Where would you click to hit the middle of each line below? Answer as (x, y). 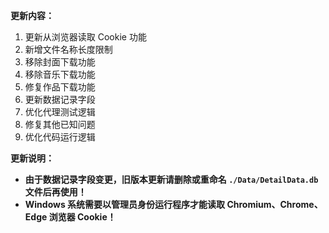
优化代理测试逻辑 (60, 112)
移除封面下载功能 (60, 62)
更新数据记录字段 (60, 99)
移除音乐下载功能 (60, 74)
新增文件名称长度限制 (68, 49)
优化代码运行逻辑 (60, 137)
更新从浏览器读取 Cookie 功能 (85, 37)
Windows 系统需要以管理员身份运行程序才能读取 (125, 204)
